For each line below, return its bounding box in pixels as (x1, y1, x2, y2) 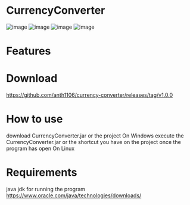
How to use (6, 112, 63, 126)
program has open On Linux (6, 145, 75, 152)
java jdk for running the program (6, 185, 85, 192)
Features (6, 44, 51, 58)
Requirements (6, 166, 77, 179)
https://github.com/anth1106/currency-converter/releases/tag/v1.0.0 (6, 91, 173, 99)
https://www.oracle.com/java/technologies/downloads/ (6, 192, 142, 199)
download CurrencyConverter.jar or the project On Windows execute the (6, 132, 184, 139)
